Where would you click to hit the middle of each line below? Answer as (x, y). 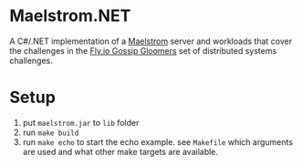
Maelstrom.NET (70, 16)
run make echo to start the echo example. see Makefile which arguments (158, 141)
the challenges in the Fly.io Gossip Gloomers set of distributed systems (143, 50)
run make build (51, 132)
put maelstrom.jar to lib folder (81, 122)
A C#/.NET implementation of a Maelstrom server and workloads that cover (151, 41)
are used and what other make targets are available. (120, 151)
